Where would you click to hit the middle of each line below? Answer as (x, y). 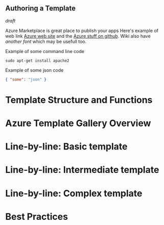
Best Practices (37, 217)
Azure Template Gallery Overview (78, 123)
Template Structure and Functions (79, 100)
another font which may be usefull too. (46, 41)
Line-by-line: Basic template (66, 147)
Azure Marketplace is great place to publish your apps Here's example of (82, 31)
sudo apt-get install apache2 (37, 61)
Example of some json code (34, 70)
